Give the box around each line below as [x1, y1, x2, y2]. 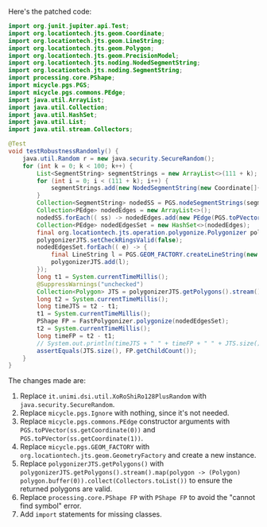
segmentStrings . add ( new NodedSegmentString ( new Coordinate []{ [50, 184, 261, 192]
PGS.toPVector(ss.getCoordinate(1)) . [19, 433, 144, 444]
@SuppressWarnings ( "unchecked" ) [37, 280, 145, 289]
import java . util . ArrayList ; [8, 95, 105, 104]
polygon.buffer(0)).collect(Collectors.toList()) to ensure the [19, 476, 233, 486]
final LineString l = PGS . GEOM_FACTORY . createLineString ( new [50, 250, 258, 259]
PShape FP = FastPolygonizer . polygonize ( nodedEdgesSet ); [37, 317, 229, 325]
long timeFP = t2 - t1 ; [37, 331, 115, 340]
